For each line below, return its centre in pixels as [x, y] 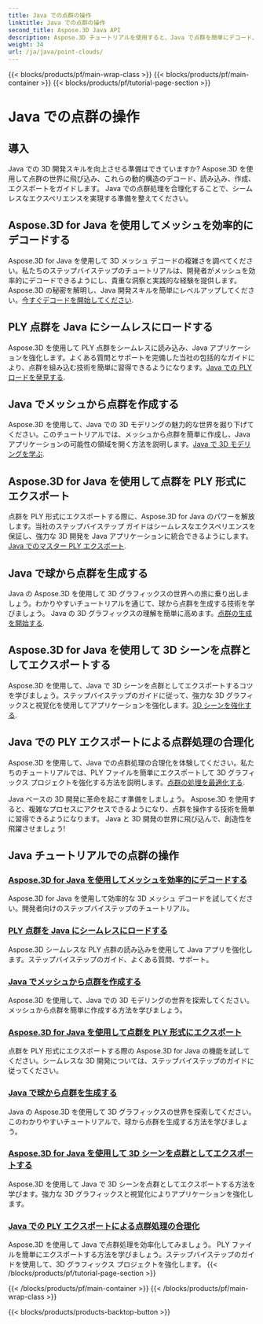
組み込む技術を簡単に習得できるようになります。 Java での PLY [151, 367]
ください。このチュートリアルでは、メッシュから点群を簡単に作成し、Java [130, 434]
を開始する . [27, 623]
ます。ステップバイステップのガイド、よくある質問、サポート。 [111, 959]
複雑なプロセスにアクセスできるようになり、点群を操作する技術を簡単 [142, 809]
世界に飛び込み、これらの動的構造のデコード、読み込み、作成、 [152, 179]
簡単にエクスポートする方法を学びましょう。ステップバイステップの [131, 1255]
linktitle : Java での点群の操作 [57, 23]
